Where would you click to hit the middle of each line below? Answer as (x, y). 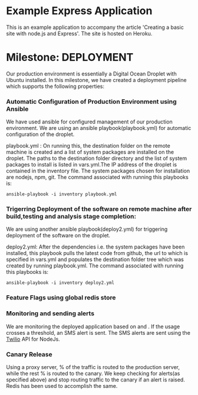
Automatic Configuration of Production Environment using (91, 102)
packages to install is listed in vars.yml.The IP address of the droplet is (92, 165)
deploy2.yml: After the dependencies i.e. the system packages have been (95, 247)
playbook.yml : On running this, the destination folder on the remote (88, 146)
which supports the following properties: (55, 86)
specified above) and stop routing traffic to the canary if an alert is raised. (96, 380)
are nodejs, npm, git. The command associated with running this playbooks (97, 177)
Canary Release (29, 354)
